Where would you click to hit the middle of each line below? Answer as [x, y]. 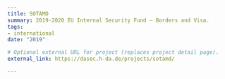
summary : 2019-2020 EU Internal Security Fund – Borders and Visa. [109, 20]
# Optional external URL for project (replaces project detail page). [113, 52]
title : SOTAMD [28, 14]
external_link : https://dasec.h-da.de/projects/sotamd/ [91, 59]
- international [31, 33]
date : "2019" [26, 40]
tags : [15, 27]
